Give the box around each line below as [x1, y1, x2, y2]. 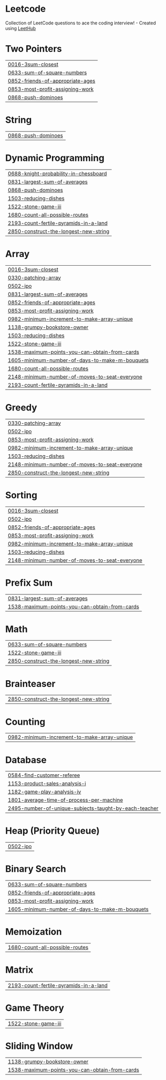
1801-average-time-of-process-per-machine [8, 797, 123, 804]
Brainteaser [5, 678, 56, 689]
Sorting [5, 489, 38, 501]
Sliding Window [5, 1040, 73, 1052]
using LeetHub [5, 25, 36, 31]
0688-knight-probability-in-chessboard [8, 170, 107, 177]
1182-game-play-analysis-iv [8, 788, 81, 796]
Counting [5, 716, 46, 727]
